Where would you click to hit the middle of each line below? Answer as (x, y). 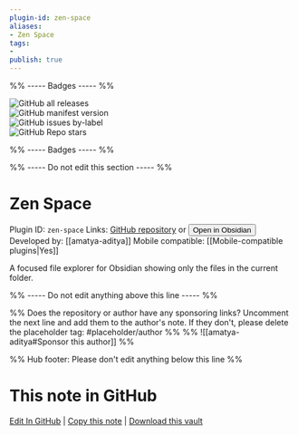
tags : (19, 43)
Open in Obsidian (222, 230)
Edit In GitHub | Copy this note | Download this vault (106, 420)
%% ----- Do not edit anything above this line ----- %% (114, 295)
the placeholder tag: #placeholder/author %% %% (104, 332)
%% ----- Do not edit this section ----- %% (91, 167)
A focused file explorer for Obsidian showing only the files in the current (144, 267)
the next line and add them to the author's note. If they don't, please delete (149, 322)
